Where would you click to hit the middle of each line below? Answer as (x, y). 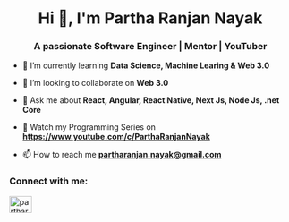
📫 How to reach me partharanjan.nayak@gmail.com (122, 155)
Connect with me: (49, 181)
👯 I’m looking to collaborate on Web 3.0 (95, 83)
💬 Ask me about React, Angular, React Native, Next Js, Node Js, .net (151, 100)
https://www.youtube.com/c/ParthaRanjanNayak (116, 137)
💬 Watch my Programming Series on (89, 127)
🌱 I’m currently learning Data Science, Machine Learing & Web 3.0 (146, 65)
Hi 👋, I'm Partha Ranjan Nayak (150, 18)
